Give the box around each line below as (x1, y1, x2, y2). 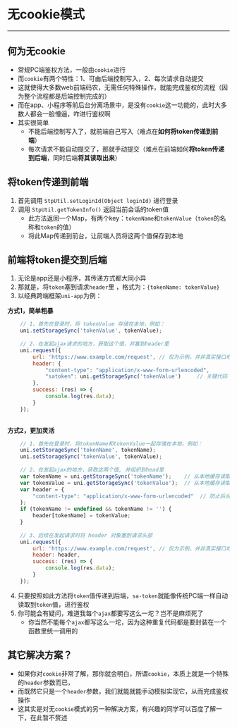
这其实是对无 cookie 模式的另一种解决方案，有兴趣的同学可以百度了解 (17, 704, 217, 712)
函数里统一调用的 (28, 627, 78, 635)
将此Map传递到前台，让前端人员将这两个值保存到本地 (28, 231, 183, 240)
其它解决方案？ (7, 649, 73, 661)
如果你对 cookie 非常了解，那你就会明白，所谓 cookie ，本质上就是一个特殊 (17, 669, 229, 677)
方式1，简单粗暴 (7, 307, 54, 315)
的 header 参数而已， (17, 678, 74, 686)
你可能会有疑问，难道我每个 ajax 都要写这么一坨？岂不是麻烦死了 (17, 609, 204, 617)
